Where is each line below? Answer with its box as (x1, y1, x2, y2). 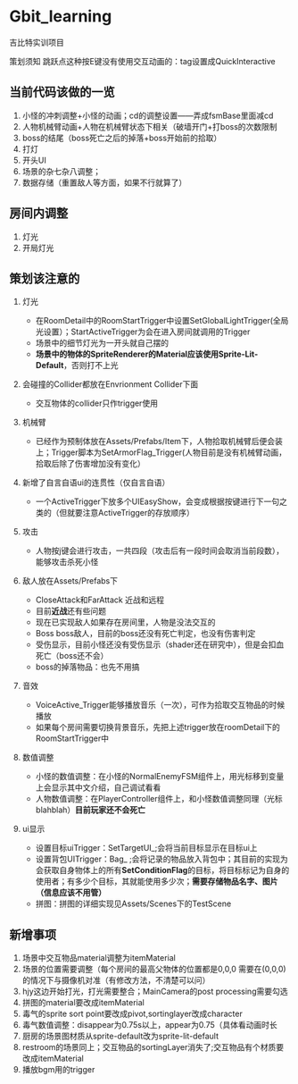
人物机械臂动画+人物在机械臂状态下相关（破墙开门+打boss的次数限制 (21, 121, 278, 131)
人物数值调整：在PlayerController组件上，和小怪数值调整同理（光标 (35, 794, 283, 804)
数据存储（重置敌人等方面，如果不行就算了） (21, 177, 187, 188)
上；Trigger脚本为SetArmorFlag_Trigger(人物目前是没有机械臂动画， (35, 447, 287, 458)
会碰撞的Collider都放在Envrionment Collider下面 (21, 379, 199, 390)
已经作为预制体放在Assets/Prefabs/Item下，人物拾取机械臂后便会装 (35, 436, 283, 447)
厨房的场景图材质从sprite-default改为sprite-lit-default (21, 1030, 219, 1042)
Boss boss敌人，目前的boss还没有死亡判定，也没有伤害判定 (35, 628, 256, 639)
